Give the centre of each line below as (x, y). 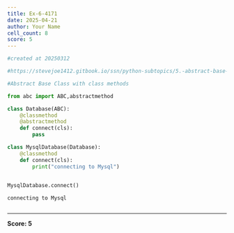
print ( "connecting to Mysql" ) (76, 167)
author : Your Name (34, 26)
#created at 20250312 (39, 59)
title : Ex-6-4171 (32, 14)
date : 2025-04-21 (32, 20)
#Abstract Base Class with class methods (68, 83)
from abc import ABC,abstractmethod (60, 96)
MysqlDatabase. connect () (43, 186)
